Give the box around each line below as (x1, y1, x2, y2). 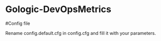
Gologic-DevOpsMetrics (5, 4, 112, 15)
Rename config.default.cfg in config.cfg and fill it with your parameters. (5, 30, 156, 36)
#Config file (5, 20, 30, 26)
